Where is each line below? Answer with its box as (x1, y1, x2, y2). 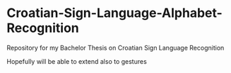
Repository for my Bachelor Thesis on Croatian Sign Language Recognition (6, 43, 225, 52)
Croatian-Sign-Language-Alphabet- (6, 5, 223, 21)
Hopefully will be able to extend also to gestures (6, 57, 148, 65)
